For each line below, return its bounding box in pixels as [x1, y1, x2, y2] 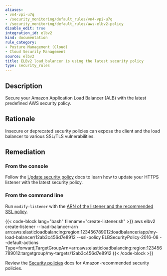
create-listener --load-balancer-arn [5, 223, 78, 229]
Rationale [5, 114, 35, 123]
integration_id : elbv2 [5, 30, 52, 35]
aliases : [5, 7, 23, 12]
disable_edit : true [5, 26, 46, 31]
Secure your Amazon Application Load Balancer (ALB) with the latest [5, 94, 147, 100]
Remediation [5, 148, 46, 156]
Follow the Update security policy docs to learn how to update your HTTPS [5, 174, 159, 180]
